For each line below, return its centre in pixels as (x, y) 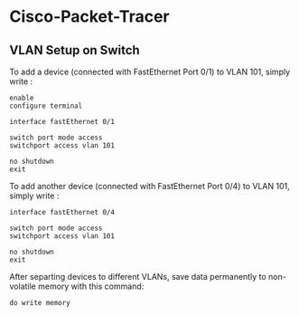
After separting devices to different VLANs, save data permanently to (138, 277)
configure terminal (46, 106)
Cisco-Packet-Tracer (89, 17)
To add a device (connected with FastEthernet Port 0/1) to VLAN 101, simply (150, 72)
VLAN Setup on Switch (75, 50)
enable (22, 98)
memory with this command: (91, 286)
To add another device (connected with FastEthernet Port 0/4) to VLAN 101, (150, 186)
